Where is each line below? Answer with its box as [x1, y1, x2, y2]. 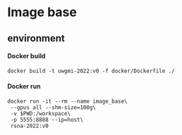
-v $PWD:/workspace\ [10, 110, 71, 117]
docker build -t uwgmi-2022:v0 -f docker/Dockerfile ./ [7, 67, 175, 75]
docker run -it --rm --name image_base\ [7, 98, 128, 105]
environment [7, 32, 65, 44]
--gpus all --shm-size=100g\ [10, 103, 97, 111]
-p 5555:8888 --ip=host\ [10, 116, 83, 123]
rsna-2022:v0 [10, 122, 49, 129]
